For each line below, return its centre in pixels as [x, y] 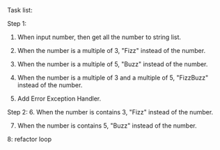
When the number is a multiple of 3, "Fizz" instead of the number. [111, 51]
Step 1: [17, 23]
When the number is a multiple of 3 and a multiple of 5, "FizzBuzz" [113, 77]
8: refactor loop [30, 139]
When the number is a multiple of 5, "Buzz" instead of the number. [112, 64]
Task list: [20, 10]
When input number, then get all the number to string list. [99, 37]
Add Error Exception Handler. [59, 98]
